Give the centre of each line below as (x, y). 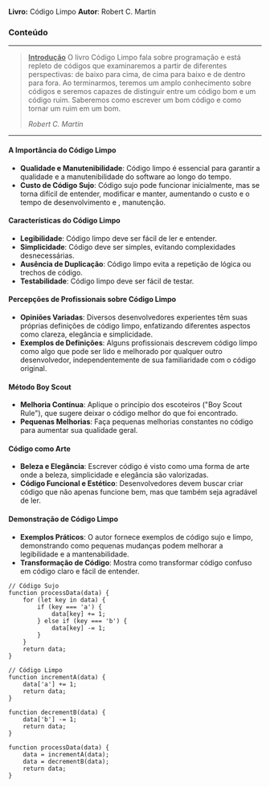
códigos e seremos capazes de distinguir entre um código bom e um (142, 92)
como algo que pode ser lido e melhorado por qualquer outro (121, 351)
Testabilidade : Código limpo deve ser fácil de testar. (107, 281)
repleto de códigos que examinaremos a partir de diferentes (127, 66)
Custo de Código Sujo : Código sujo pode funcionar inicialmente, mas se (139, 185)
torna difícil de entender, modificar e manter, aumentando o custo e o (135, 194)
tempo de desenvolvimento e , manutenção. (93, 202)
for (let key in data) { (64, 600)
